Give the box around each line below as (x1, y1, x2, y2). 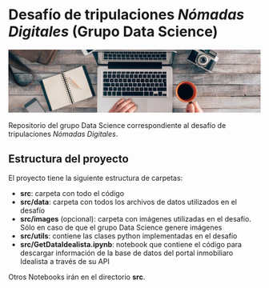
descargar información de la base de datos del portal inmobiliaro (19, 248, 234, 258)
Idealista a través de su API (19, 257, 110, 266)
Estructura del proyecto (8, 152, 130, 166)
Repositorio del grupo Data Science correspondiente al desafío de (8, 120, 227, 130)
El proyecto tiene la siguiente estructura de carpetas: (8, 174, 183, 183)
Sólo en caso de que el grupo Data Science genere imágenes (19, 222, 223, 233)
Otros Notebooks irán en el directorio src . (8, 272, 146, 282)
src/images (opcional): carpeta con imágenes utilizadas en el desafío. (19, 214, 252, 224)
